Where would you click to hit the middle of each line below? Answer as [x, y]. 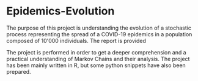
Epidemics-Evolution [61, 11]
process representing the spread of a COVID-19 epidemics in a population [99, 34]
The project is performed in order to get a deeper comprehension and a [96, 52]
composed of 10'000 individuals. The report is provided [76, 40]
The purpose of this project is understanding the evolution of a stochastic [99, 28]
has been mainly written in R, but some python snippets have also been [96, 65]
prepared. [19, 71]
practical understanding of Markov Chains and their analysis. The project [98, 59]
